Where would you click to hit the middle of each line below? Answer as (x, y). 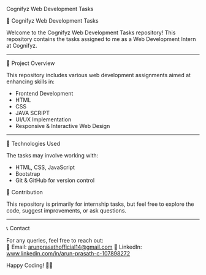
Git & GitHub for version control (55, 180)
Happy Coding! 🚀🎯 (30, 265)
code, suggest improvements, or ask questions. (67, 210)
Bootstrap (28, 174)
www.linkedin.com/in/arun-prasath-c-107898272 (68, 253)
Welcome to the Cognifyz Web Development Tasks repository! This (91, 32)
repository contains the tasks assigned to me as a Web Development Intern (101, 39)
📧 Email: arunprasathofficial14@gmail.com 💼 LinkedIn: (74, 247)
